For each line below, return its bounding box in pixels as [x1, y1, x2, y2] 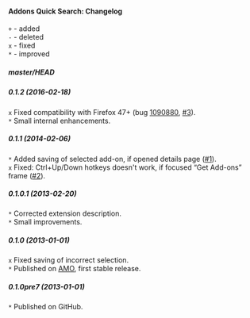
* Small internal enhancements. [8, 116, 111, 125]
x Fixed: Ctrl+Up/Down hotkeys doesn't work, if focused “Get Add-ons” [8, 163, 242, 172]
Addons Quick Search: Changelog [8, 6, 123, 16]
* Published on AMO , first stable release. [8, 264, 141, 274]
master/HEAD [8, 67, 56, 77]
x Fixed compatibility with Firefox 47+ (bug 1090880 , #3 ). [8, 107, 196, 117]
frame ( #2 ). [8, 170, 46, 180]
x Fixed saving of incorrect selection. [8, 255, 129, 265]
